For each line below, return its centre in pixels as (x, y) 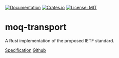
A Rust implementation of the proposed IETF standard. (60, 40)
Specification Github (26, 50)
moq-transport (36, 27)
